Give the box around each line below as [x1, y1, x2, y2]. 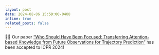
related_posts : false [5, 20, 49, 26]
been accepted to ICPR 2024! [5, 44, 65, 50]
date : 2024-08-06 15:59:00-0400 [5, 12, 71, 17]
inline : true [5, 16, 32, 21]
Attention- [129, 34, 150, 40]
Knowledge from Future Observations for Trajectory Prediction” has [18, 39, 154, 45]
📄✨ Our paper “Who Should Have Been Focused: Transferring [5, 34, 128, 40]
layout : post [5, 7, 32, 12]
